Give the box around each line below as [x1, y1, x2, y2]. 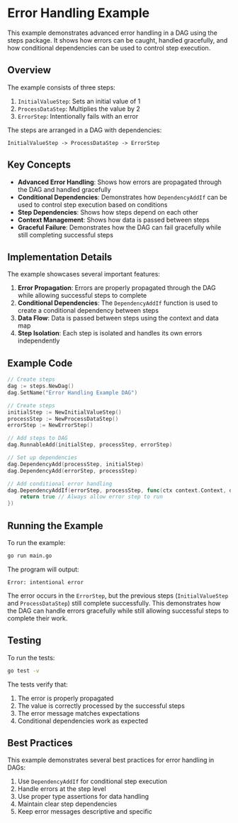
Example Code [7, 357, 73, 369]
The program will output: [7, 565, 79, 574]
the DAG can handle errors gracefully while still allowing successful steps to [7, 606, 229, 615]
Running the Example [7, 520, 104, 532]
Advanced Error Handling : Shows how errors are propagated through [17, 178, 222, 186]
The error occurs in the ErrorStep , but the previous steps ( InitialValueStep [7, 591, 229, 600]
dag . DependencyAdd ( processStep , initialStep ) [7, 461, 144, 468]
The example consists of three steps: [7, 83, 115, 92]
